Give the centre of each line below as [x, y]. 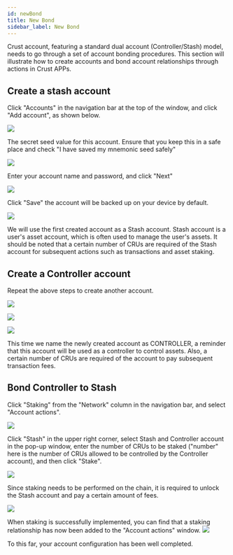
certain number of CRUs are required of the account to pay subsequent [110, 358]
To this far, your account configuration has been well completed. [100, 544]
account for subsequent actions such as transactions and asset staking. [111, 252]
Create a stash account [59, 91]
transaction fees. [31, 366]
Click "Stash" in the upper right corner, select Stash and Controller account [115, 439]
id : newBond [24, 14]
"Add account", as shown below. [54, 115]
